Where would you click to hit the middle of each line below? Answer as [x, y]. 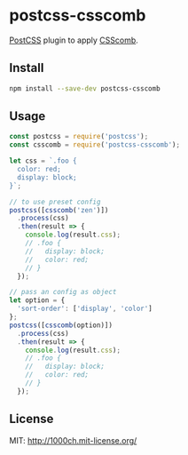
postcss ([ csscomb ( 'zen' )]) [59, 210]
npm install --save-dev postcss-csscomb [85, 88]
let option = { [37, 300]
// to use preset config [55, 202]
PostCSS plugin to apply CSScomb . [74, 40]
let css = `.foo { [43, 161]
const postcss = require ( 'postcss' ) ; [79, 137]
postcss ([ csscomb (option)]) [61, 325]
